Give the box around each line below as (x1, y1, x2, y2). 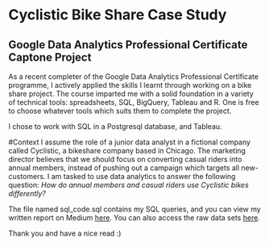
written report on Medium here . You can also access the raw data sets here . (8, 213, 260, 223)
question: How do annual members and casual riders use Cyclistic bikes (8, 180, 250, 190)
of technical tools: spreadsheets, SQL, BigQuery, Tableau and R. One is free (8, 98, 259, 106)
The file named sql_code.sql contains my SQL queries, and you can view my (8, 204, 262, 214)
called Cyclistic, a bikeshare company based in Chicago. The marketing (8, 146, 246, 155)
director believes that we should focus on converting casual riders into (8, 155, 242, 164)
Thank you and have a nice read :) (8, 228, 122, 238)
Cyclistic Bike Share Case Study (8, 6, 227, 24)
